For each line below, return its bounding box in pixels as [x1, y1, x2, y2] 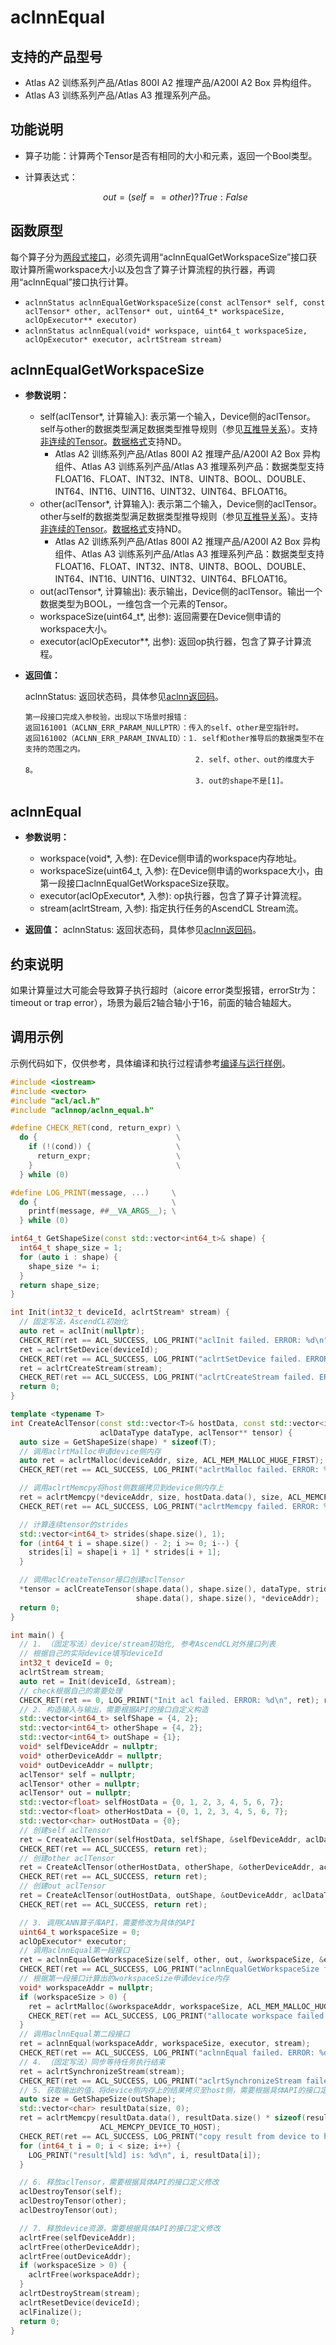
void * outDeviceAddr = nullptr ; [19, 1760, 155, 1770]
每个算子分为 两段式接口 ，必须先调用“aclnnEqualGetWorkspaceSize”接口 [10, 251, 309, 263]
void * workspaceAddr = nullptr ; [19, 1982, 155, 1993]
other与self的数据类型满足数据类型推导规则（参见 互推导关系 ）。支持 [39, 511, 318, 523]
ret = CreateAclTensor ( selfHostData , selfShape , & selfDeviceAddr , [19, 1834, 302, 1845]
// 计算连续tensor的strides [19, 1519, 129, 1530]
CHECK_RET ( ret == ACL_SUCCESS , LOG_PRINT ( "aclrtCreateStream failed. [19, 1372, 315, 1383]
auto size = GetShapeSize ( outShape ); [19, 2094, 177, 2105]
